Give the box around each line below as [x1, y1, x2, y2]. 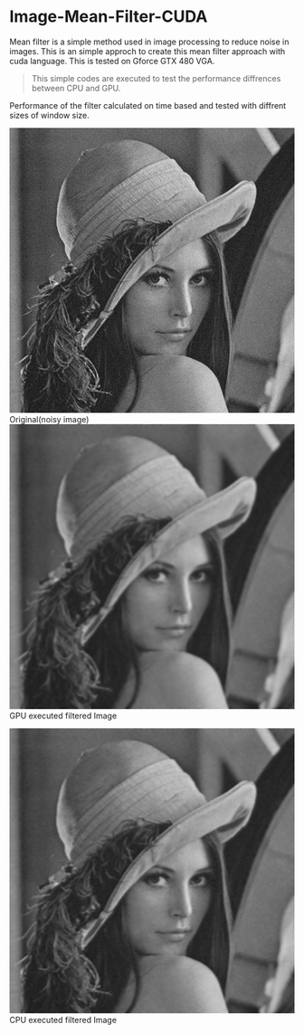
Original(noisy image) [9, 413, 90, 424]
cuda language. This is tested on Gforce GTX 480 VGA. [9, 55, 215, 66]
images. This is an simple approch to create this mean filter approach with [9, 45, 286, 56]
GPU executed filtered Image [9, 710, 118, 721]
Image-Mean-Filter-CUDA [9, 6, 208, 27]
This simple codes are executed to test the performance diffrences [31, 72, 281, 83]
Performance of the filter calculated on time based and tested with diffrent [9, 100, 287, 110]
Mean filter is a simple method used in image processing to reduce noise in [9, 36, 290, 47]
